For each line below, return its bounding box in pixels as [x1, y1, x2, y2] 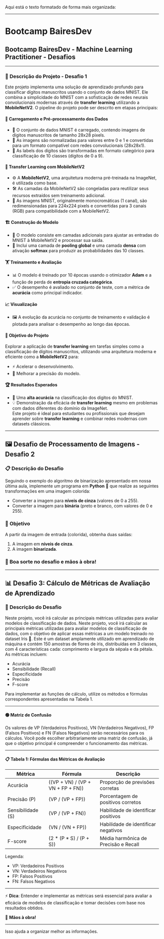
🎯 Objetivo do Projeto [5, 332, 49, 338]
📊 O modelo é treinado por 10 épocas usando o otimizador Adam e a [12, 272, 152, 278]
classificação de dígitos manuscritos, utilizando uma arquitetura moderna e [5, 348, 157, 354]
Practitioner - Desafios [5, 53, 76, 61]
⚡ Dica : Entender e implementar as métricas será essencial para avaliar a [5, 893, 152, 899]
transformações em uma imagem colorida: [5, 488, 90, 494]
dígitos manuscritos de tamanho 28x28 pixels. [12, 132, 105, 138]
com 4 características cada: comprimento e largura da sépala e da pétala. [5, 646, 154, 652]
